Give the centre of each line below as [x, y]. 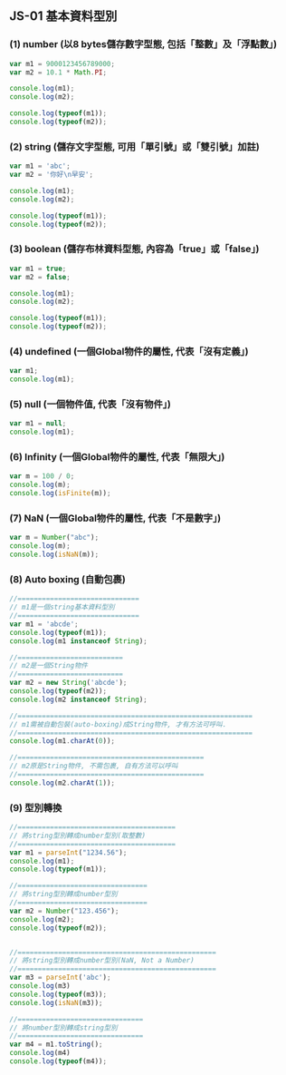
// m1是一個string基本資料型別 [62, 607]
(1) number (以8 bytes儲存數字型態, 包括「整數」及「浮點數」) [143, 44]
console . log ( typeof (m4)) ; [58, 1061]
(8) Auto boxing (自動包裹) [68, 579]
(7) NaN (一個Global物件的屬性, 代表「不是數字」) [115, 518]
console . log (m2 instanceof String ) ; [78, 699]
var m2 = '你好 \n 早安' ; [51, 175]
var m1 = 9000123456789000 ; [62, 64]
